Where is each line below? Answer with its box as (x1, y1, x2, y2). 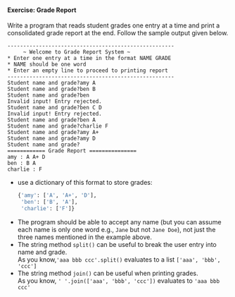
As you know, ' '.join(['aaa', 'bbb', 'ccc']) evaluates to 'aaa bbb (17, 276, 220, 285)
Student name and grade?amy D (7, 135, 96, 143)
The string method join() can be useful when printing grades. (17, 269, 198, 277)
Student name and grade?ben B (7, 85, 96, 93)
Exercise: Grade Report (7, 6, 77, 14)
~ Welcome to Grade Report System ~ (23, 49, 131, 56)
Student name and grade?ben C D (7, 104, 102, 111)
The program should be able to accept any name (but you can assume (17, 217, 222, 226)
